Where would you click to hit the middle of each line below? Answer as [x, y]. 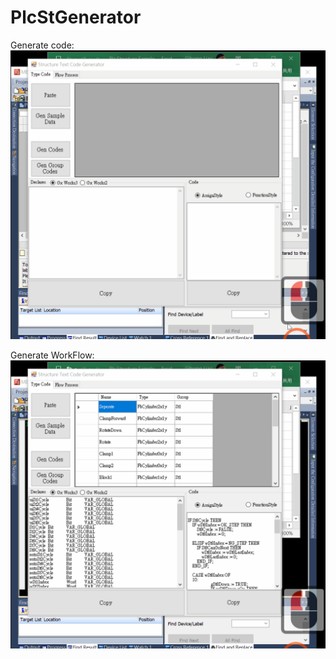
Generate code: [42, 45]
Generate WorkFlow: [52, 355]
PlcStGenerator [76, 17]
